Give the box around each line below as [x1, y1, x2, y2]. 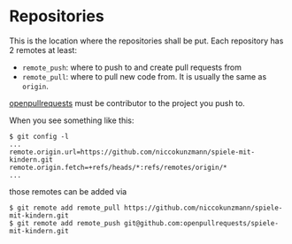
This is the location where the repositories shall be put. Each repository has [9, 35, 284, 46]
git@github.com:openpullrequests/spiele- [123, 218, 279, 227]
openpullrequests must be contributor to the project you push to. [9, 97, 245, 108]
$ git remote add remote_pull [9, 203, 121, 212]
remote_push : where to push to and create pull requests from [21, 62, 242, 72]
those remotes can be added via [9, 186, 127, 196]
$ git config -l [9, 132, 69, 141]
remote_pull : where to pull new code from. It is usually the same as [21, 71, 267, 81]
